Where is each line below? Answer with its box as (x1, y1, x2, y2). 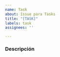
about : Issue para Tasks (5, 12, 56, 17)
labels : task (5, 20, 32, 26)
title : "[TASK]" (5, 16, 38, 21)
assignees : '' (5, 25, 34, 30)
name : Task (5, 7, 27, 12)
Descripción (5, 46, 35, 53)
